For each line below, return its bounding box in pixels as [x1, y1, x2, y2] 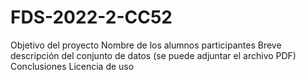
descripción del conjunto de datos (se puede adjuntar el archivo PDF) [10, 49, 297, 61]
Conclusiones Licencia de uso [10, 60, 135, 72]
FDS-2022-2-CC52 [10, 6, 173, 29]
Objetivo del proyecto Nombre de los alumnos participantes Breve [10, 39, 282, 51]
